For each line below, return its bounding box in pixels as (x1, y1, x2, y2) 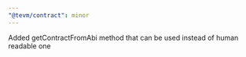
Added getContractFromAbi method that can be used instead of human (8, 33, 239, 42)
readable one (8, 41, 51, 51)
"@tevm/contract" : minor (8, 11, 90, 20)
